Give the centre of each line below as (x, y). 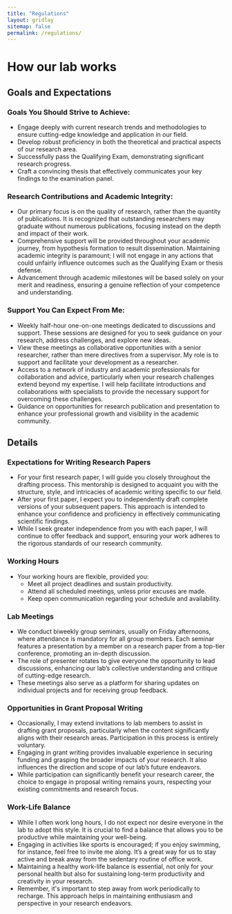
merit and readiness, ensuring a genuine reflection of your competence (119, 285)
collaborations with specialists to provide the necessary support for (113, 391)
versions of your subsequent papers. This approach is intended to (111, 507)
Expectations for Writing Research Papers (79, 463)
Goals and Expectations (59, 92)
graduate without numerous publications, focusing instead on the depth (119, 226)
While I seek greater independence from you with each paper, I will (112, 529)
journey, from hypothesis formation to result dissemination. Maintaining (118, 248)
